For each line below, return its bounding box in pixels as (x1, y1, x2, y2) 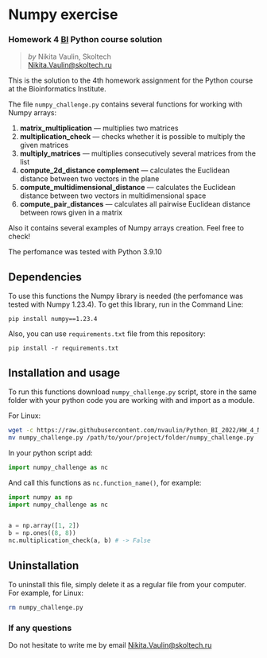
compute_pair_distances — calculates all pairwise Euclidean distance (19, 199, 251, 209)
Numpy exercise (8, 6, 118, 24)
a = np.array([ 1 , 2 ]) (8, 522, 80, 530)
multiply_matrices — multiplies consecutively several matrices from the (19, 149, 257, 158)
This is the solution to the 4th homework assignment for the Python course (8, 75, 253, 85)
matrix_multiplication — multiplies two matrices (19, 123, 179, 133)
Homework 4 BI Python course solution (8, 34, 163, 45)
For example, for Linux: (8, 588, 83, 598)
